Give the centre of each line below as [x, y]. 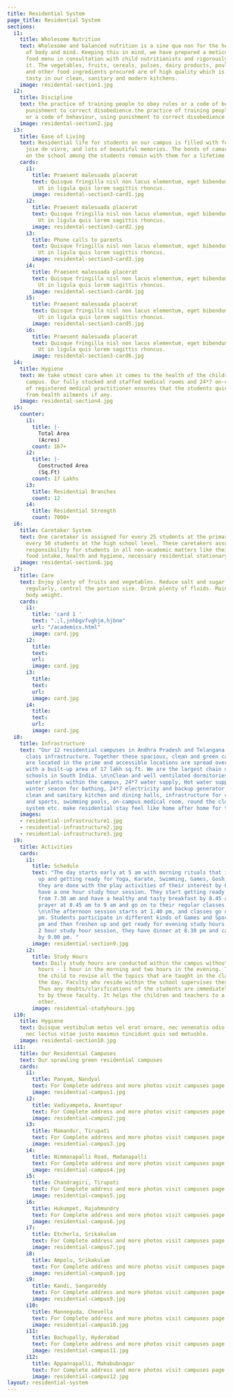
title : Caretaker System [55, 530]
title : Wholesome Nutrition [60, 40]
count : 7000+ [51, 518]
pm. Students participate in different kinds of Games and [125, 918]
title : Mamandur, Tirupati [71, 1131]
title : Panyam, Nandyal [66, 1080]
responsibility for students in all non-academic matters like [119, 549]
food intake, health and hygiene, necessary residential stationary [127, 556]
